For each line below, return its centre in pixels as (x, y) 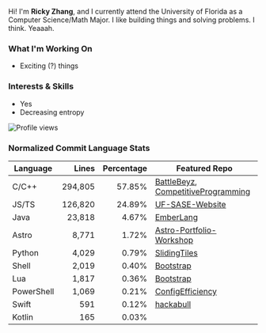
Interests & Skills (41, 86)
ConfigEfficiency (186, 291)
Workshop (174, 240)
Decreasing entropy (52, 112)
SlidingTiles (176, 252)
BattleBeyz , (176, 181)
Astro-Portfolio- (186, 230)
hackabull (173, 304)
